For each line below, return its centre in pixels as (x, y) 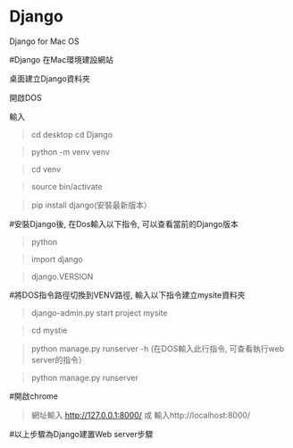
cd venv (46, 169)
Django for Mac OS (45, 41)
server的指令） (59, 359)
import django (57, 259)
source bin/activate (67, 186)
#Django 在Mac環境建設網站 (61, 59)
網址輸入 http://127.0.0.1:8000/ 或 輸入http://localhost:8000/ (141, 415)
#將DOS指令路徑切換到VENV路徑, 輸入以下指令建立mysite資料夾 (127, 295)
